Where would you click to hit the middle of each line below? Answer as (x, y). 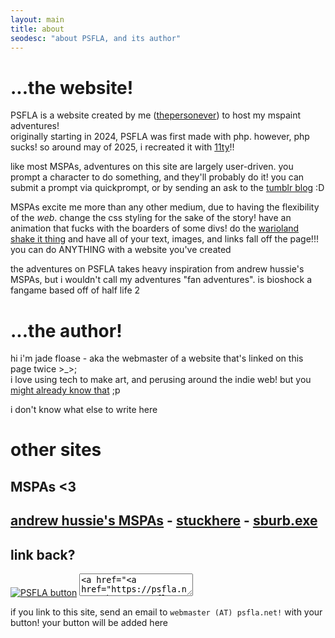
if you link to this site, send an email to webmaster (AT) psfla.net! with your (166, 612)
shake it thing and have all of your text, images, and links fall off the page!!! (164, 239)
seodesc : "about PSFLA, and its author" (96, 38)
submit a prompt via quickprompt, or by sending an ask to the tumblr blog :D (167, 188)
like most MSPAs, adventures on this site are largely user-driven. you (152, 167)
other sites (56, 450)
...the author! (66, 330)
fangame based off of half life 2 (75, 290)
